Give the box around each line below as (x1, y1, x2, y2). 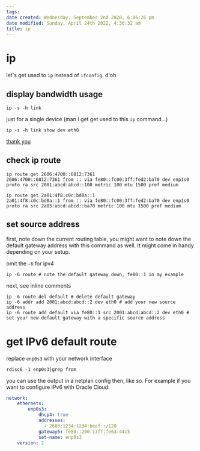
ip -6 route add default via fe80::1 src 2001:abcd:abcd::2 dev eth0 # (6, 309, 189, 315)
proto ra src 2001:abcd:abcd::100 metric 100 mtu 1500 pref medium (6, 181, 179, 188)
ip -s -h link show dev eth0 (6, 127, 79, 133)
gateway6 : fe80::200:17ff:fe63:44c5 (38, 429, 130, 435)
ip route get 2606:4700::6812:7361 (6, 171, 95, 177)
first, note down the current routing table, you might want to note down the (6, 235, 191, 242)
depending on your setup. (6, 248, 70, 255)
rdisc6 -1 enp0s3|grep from (6, 366, 77, 373)
